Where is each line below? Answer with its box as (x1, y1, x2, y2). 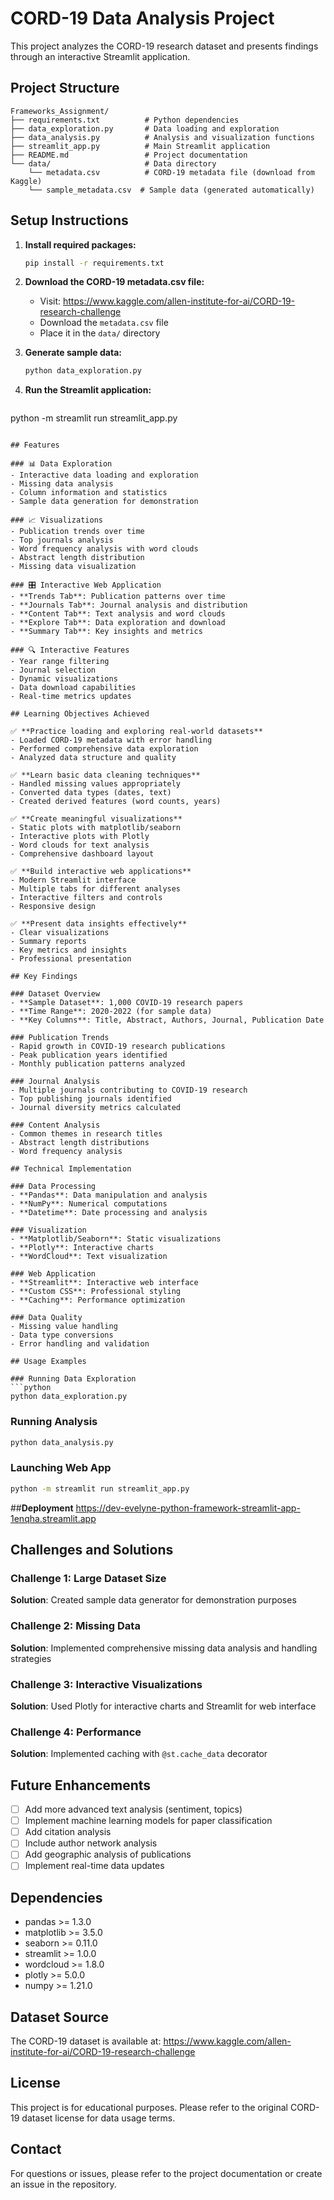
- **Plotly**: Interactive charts (10, 1243, 155, 1253)
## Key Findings (10, 972, 78, 982)
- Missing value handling (10, 1322, 118, 1332)
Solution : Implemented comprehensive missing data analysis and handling (10, 1642, 318, 1654)
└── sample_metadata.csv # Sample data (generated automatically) (28, 185, 315, 195)
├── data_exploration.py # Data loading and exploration (10, 123, 280, 134)
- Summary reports (10, 937, 87, 947)
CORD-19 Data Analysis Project (10, 7, 275, 30)
